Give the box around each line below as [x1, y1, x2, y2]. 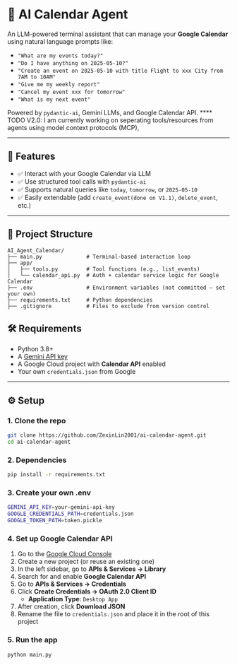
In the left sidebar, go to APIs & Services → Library [17, 565, 166, 573]
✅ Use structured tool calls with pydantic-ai [17, 177, 147, 186]
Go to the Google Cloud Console [17, 550, 112, 558]
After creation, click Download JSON [17, 602, 126, 611]
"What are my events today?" [17, 52, 104, 59]
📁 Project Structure [7, 228, 93, 240]
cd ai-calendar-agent [7, 438, 71, 445]
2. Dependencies [7, 455, 67, 465]
